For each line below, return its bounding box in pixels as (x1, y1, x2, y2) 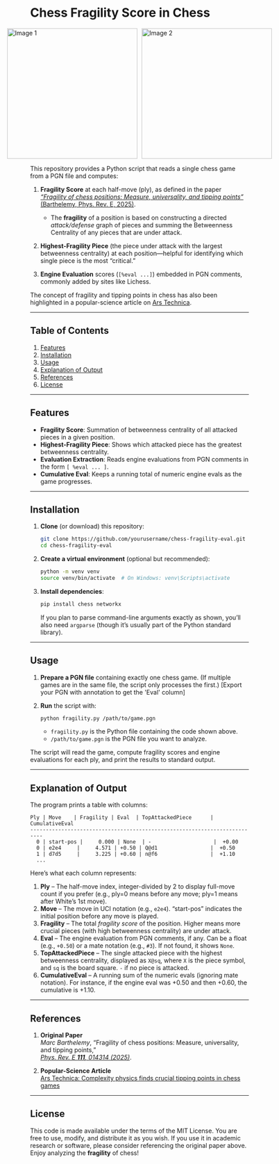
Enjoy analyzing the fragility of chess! (30, 1149, 139, 1157)
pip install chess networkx (40, 600, 121, 608)
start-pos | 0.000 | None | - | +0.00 (48, 839, 239, 846)
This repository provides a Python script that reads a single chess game (30, 164, 236, 172)
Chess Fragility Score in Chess (30, 5, 210, 21)
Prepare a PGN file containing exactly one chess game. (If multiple (40, 673, 231, 681)
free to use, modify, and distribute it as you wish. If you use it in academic (30, 1133, 242, 1142)
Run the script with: (40, 701, 97, 710)
